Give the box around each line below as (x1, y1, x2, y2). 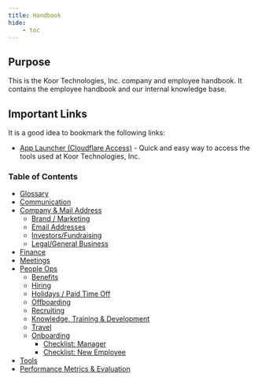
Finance (19, 247, 46, 257)
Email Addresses (31, 222, 87, 232)
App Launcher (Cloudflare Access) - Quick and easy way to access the (19, 143, 250, 152)
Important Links (8, 107, 88, 120)
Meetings (19, 256, 50, 266)
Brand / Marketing (31, 214, 90, 224)
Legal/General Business (31, 239, 109, 248)
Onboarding (31, 331, 71, 340)
